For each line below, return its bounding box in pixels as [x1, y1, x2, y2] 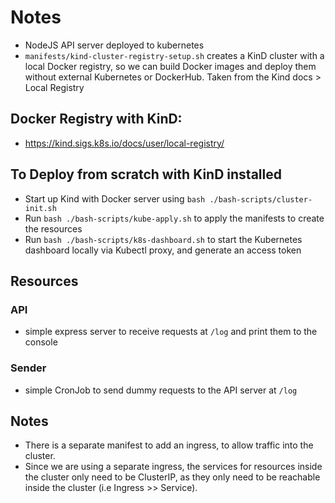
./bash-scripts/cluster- [209, 194, 313, 205]
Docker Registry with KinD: [10, 111, 183, 128]
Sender [10, 361, 47, 375]
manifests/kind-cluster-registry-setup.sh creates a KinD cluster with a [24, 49, 325, 61]
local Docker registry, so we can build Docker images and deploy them [24, 60, 317, 72]
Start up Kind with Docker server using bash [24, 192, 206, 205]
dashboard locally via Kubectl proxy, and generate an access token [24, 244, 302, 256]
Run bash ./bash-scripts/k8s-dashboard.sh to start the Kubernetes [24, 233, 303, 245]
